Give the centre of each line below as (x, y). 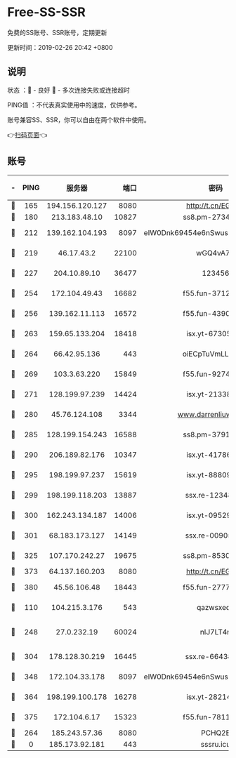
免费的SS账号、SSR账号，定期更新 (57, 32)
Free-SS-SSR (46, 12)
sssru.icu (216, 744)
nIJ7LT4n (216, 632)
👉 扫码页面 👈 (27, 135)
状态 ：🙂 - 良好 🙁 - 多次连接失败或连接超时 (68, 90)
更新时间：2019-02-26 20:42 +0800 (60, 47)
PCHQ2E (216, 733)
